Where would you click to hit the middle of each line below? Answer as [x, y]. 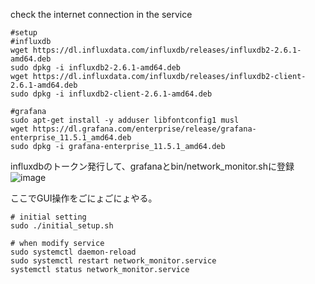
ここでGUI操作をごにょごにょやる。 [84, 198]
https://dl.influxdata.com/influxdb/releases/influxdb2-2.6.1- [167, 50]
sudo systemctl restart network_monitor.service [113, 261]
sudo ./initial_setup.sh [62, 226]
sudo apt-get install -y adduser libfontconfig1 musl [125, 120]
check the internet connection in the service [101, 14]
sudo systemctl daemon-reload [73, 252]
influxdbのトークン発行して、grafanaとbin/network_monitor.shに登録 [152, 166]
